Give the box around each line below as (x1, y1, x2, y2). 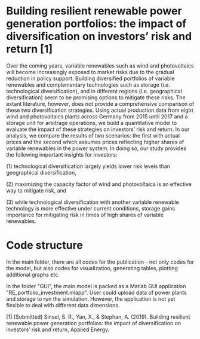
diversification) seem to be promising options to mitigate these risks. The (6, 94, 186, 101)
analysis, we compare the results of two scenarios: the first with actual (6, 132, 180, 139)
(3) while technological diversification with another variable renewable (6, 198, 179, 206)
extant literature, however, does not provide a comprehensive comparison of (6, 100, 195, 107)
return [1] (6, 42, 53, 56)
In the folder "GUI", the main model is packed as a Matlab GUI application (6, 282, 186, 289)
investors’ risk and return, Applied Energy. (6, 326, 109, 333)
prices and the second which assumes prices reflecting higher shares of (6, 138, 184, 145)
